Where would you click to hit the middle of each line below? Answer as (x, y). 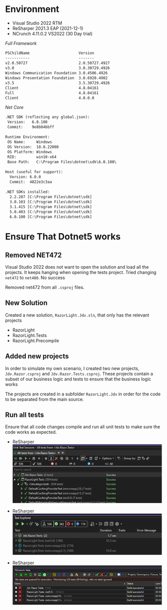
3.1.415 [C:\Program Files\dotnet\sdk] (51, 207)
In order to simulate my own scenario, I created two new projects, (72, 368)
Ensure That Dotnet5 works (63, 237)
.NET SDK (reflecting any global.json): (48, 117)
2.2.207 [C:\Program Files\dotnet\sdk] (51, 197)
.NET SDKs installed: (28, 192)
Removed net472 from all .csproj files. (45, 287)
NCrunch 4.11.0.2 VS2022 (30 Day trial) (52, 33)
